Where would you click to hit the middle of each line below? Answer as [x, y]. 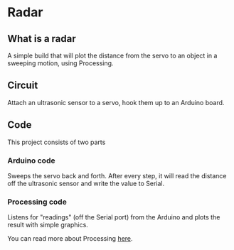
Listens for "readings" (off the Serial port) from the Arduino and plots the [114, 217]
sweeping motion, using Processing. [60, 63]
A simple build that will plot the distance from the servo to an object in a [112, 55]
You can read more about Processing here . [70, 239]
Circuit [23, 86]
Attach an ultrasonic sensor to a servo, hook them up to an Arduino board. [116, 102]
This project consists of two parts [57, 142]
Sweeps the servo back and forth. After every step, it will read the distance [117, 175]
